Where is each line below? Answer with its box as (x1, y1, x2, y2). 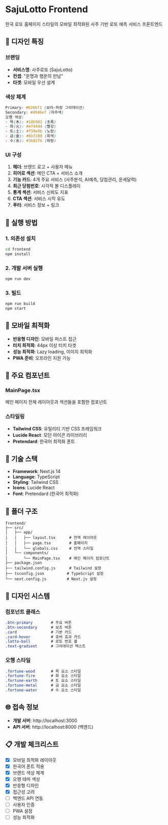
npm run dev (5, 276, 31, 281)
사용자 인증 (12, 801, 35, 808)
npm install (5, 251, 31, 257)
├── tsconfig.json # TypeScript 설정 (5, 571, 104, 576)
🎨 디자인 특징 (5, 37, 44, 46)
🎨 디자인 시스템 (5, 592, 50, 600)
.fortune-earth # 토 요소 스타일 (5, 678, 81, 683)
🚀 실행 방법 (5, 218, 38, 227)
